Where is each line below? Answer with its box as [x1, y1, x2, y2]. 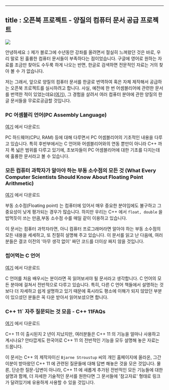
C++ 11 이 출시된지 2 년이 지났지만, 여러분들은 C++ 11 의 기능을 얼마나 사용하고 [5, 331, 160, 337]
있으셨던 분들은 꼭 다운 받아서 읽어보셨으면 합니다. [10, 294, 109, 300]
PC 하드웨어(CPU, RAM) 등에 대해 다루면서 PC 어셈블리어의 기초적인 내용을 [5, 134, 153, 141]
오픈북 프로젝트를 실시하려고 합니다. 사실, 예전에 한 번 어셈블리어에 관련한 [10, 85, 154, 91]
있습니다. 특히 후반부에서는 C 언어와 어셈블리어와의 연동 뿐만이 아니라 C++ [10, 141, 157, 147]
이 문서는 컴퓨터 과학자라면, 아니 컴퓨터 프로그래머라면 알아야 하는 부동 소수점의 [5, 226, 161, 232]
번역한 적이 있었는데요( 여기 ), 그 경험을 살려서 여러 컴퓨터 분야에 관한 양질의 [10, 91, 157, 97]
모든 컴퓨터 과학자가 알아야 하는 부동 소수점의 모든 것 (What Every [5, 167, 156, 174]
